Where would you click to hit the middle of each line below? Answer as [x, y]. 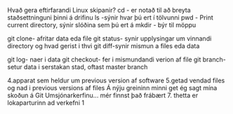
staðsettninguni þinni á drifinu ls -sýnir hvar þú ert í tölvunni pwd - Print [111, 17]
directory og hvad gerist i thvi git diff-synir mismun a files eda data [104, 46]
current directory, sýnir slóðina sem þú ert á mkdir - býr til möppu [102, 25]
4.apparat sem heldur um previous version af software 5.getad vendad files [116, 80]
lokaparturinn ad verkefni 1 [46, 103]
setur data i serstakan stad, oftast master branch [78, 67]
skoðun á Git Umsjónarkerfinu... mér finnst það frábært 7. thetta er [103, 95]
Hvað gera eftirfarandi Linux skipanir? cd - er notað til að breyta [99, 10]
